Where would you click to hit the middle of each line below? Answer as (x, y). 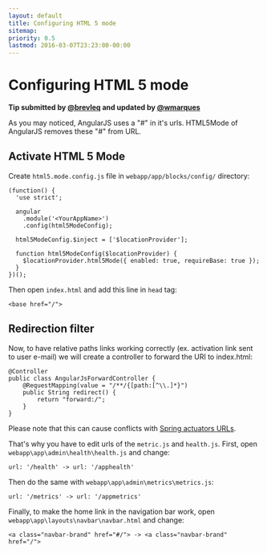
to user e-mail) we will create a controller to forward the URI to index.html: (130, 357)
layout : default (35, 16)
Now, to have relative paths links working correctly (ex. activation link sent (131, 348)
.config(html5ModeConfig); (68, 225)
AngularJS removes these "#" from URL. (75, 131)
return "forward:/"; (71, 399)
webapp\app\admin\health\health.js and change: (89, 452)
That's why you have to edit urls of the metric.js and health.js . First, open (133, 444)
